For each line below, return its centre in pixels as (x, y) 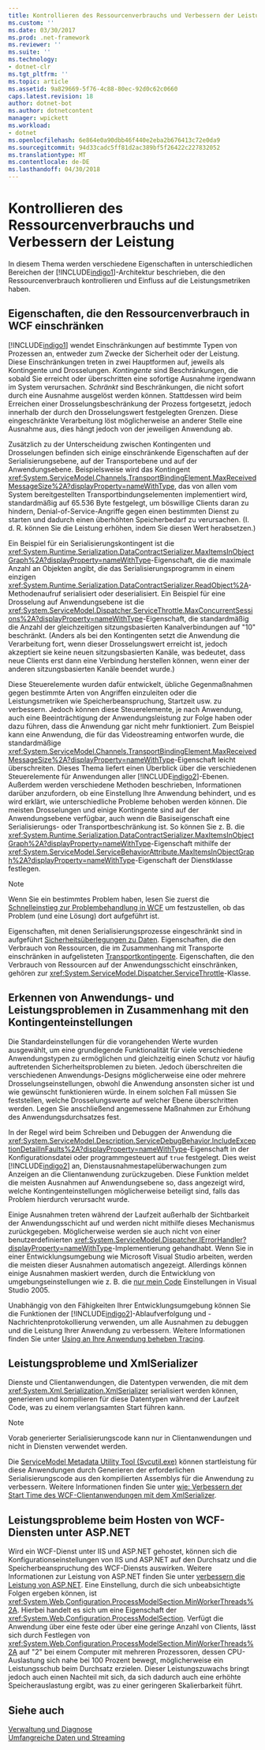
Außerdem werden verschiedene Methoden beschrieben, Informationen (125, 785)
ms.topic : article (38, 81)
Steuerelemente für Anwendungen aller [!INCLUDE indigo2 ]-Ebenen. (119, 776)
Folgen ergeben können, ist (52, 1593)
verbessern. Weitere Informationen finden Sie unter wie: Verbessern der (125, 1487)
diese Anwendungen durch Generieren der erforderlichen (102, 1470)
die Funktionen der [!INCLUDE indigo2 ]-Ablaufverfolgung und (107, 1313)
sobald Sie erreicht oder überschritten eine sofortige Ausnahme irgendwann (132, 379)
